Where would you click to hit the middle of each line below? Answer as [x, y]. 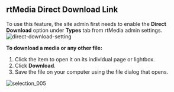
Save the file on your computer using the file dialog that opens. [91, 72]
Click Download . [35, 65]
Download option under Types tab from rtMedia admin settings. [84, 30]
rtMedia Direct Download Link [62, 10]
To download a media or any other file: [54, 48]
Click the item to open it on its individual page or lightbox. [85, 59]
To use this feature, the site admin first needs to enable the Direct [86, 24]
